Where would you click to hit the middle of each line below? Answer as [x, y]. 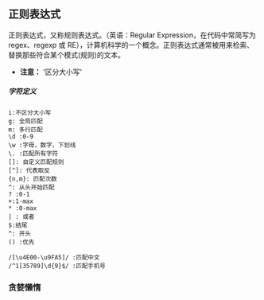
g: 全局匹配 [26, 121]
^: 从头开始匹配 [31, 187]
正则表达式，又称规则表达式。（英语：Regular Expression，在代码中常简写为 [132, 35]
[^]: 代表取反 [29, 170]
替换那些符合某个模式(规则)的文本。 [67, 55]
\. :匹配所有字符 [33, 154]
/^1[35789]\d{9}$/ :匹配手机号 [57, 266]
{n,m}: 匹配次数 [33, 179]
